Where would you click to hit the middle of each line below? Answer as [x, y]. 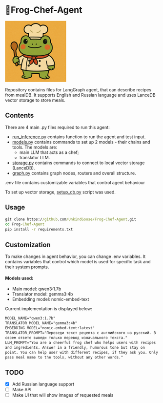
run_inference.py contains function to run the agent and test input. [79, 137]
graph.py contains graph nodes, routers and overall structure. [74, 173]
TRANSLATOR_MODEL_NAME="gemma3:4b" [41, 323]
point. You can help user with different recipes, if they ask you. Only [82, 353]
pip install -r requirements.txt [39, 230]
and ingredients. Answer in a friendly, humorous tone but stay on [75, 348]
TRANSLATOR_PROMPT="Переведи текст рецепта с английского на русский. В [81, 333]
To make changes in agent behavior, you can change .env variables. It [75, 256]
